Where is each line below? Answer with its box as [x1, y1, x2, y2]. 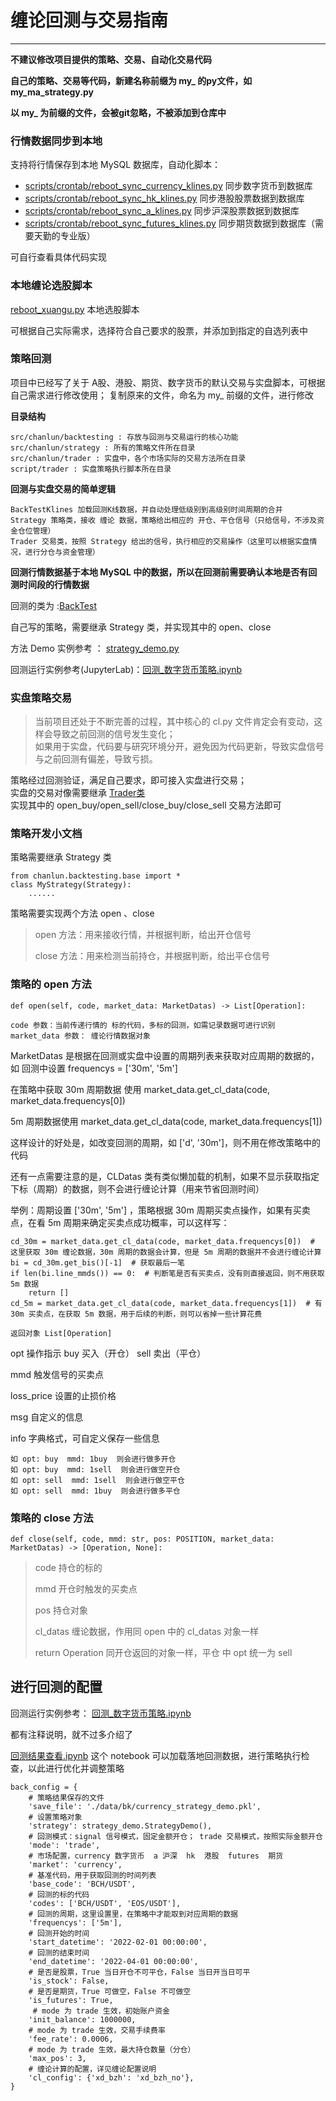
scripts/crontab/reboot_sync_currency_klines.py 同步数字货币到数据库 [24, 180, 313, 192]
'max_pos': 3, [28, 2053, 87, 2063]
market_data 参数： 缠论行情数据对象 [10, 1031, 151, 1041]
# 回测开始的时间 [28, 1928, 90, 1938]
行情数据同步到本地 [10, 134, 103, 148]
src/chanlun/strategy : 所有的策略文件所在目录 [10, 442, 196, 453]
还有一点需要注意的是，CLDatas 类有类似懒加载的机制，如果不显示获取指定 [10, 1170, 320, 1182]
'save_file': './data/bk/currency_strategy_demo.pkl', [28, 1801, 262, 1811]
